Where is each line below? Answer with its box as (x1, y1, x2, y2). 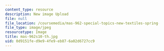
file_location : (5, 20, 36, 26)
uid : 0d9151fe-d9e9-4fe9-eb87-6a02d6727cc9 (5, 39, 95, 44)
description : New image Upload (5, 12, 69, 17)
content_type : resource (5, 7, 54, 12)
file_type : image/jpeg (5, 25, 51, 30)
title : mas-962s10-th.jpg (5, 34, 58, 39)
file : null (5, 16, 27, 21)
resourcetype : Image (5, 30, 47, 34)
